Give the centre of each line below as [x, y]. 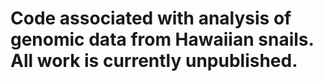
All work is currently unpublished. [154, 61]
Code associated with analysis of [151, 18]
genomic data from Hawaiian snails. [162, 39]
